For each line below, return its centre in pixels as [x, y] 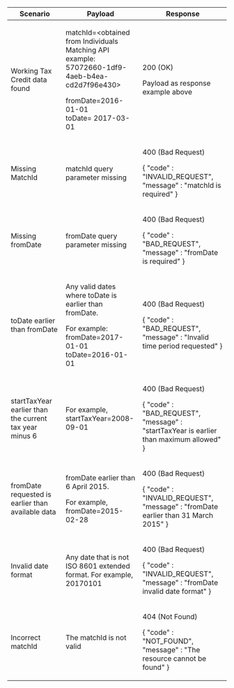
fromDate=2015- [95, 511]
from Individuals [92, 41]
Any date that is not [97, 557]
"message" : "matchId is [182, 185]
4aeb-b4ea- [87, 76]
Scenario [35, 14]
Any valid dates [91, 287]
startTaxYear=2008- [100, 418]
